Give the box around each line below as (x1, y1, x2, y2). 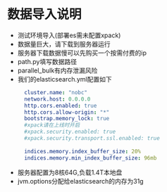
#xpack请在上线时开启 (24, 122, 80, 129)
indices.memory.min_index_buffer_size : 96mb (24, 154, 157, 162)
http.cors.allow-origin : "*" (24, 108, 110, 116)
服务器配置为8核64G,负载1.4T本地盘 (17, 168, 123, 177)
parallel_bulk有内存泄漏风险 (17, 66, 98, 75)
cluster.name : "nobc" (24, 89, 88, 96)
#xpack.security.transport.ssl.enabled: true (24, 135, 160, 142)
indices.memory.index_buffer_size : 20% (24, 148, 142, 155)
